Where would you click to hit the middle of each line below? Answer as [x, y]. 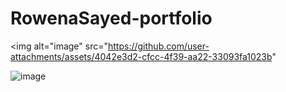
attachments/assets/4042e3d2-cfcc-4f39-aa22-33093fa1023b [141, 56]
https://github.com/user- [159, 46]
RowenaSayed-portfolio [111, 18]
